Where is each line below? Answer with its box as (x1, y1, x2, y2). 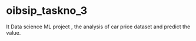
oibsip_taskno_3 (6, 4, 87, 17)
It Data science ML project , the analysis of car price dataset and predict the (6, 23, 191, 30)
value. (6, 29, 21, 36)
